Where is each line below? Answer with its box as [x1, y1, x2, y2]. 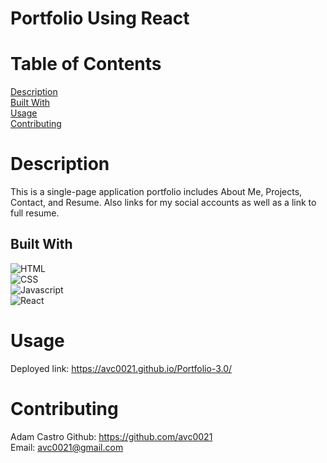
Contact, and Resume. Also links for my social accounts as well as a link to [10, 197, 317, 209]
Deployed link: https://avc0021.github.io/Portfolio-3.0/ [10, 362, 233, 374]
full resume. [10, 207, 60, 219]
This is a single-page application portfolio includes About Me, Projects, [10, 186, 303, 198]
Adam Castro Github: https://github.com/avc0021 [10, 430, 213, 442]
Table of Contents [10, 53, 162, 76]
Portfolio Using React [10, 7, 190, 30]
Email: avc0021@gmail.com [10, 441, 124, 453]
